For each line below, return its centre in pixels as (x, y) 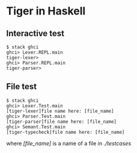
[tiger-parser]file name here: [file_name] (62, 122)
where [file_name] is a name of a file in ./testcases (69, 143)
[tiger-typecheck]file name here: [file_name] (65, 132)
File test (22, 86)
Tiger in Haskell (46, 11)
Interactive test (35, 33)
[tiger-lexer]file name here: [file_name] (60, 111)
